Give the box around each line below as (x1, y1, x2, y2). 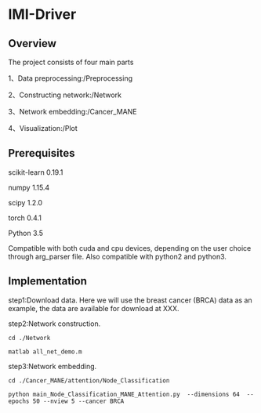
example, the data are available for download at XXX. (8, 303, 179, 313)
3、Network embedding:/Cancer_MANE (8, 107, 137, 116)
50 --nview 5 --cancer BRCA (32, 397, 125, 405)
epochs (8, 397, 30, 405)
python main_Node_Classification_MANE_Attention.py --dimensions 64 (8, 390, 241, 398)
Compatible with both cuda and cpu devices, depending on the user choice (8, 243, 252, 252)
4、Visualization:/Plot (8, 124, 78, 132)
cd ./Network (8, 334, 51, 342)
